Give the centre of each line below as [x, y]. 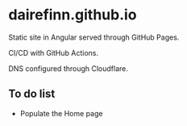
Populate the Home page [61, 113]
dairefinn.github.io [73, 15]
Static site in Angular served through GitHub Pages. [94, 37]
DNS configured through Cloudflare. [69, 68]
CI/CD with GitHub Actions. [54, 52]
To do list [32, 94]
